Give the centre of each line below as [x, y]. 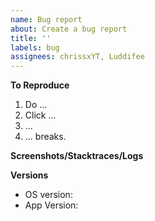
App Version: [51, 205]
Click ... [40, 115]
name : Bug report [46, 19]
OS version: [48, 195]
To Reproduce [40, 85]
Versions [29, 175]
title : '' [31, 38]
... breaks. [45, 137]
